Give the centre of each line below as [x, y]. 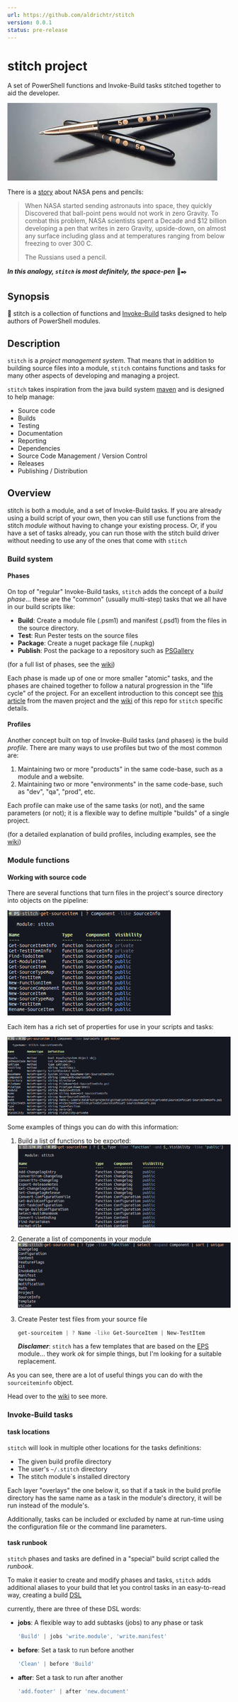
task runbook [27, 1543]
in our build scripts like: [41, 606]
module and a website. [51, 776]
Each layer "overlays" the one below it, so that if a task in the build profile [114, 1490]
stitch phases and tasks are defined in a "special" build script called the [113, 1559]
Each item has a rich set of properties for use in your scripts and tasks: [110, 1027]
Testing [29, 425]
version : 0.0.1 [30, 22]
